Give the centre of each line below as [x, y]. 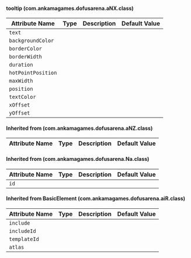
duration [21, 65]
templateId [24, 239]
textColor [22, 97]
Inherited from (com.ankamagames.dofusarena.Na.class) [78, 159]
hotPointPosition [33, 73]
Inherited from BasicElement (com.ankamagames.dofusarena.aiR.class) [96, 198]
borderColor [26, 49]
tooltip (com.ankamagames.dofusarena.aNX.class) [70, 8]
